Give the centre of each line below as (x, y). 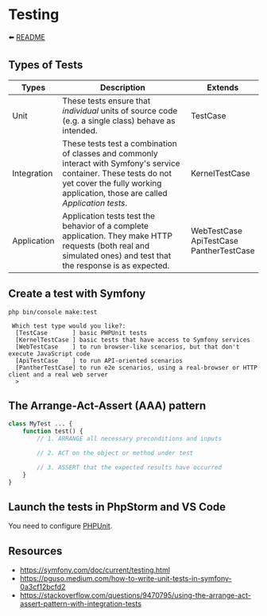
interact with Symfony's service (121, 163)
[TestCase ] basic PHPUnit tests (81, 333)
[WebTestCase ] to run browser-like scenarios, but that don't (128, 347)
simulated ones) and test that (117, 256)
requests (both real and (106, 245)
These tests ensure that (106, 101)
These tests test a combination (120, 143)
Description (123, 87)
